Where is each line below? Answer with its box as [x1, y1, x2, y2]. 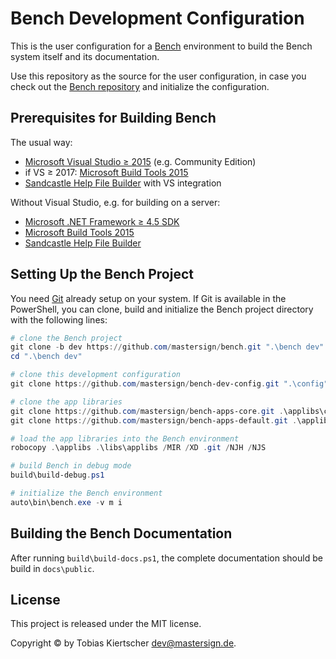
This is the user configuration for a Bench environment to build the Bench [10, 40, 313, 52]
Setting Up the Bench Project [10, 266, 194, 283]
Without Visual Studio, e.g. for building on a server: [10, 196, 221, 208]
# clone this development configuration [10, 370, 182, 380]
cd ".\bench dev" [10, 352, 83, 362]
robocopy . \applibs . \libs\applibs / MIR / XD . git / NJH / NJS [10, 443, 267, 453]
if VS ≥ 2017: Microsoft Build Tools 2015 [24, 166, 189, 178]
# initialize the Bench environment [10, 488, 163, 499]
